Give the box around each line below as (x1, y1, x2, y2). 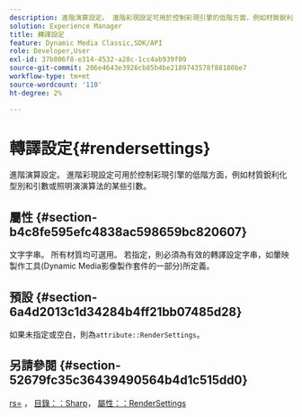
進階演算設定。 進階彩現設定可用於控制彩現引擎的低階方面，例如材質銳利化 (9, 169, 288, 180)
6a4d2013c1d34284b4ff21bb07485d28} (9, 304, 243, 320)
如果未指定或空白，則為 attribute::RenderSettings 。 (9, 330, 205, 340)
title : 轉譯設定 (9, 30, 65, 39)
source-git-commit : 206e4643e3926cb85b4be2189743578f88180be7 (9, 64, 247, 73)
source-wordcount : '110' (9, 80, 102, 89)
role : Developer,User (9, 47, 91, 56)
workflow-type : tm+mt (9, 72, 91, 81)
